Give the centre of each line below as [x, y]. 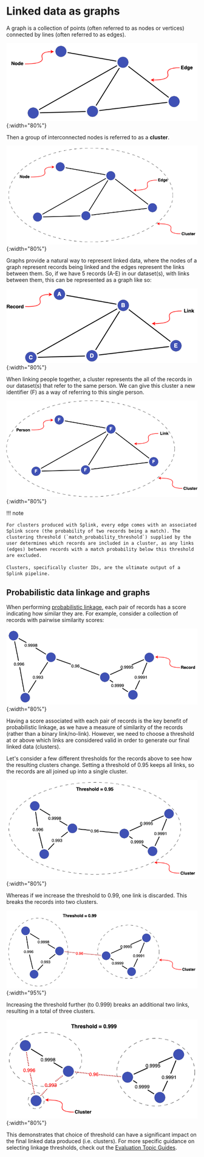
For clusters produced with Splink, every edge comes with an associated [102, 525]
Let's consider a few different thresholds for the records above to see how [99, 758]
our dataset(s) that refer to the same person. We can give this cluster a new [101, 386]
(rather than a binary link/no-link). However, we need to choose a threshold [100, 734]
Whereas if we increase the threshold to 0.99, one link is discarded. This [97, 895]
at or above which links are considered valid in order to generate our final [98, 740]
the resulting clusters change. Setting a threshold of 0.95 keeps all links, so [100, 765]
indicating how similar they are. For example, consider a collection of [92, 613]
